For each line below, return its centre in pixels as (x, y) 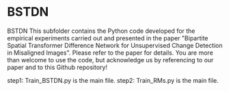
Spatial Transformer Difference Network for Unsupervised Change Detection (115, 45)
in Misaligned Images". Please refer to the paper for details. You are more (110, 53)
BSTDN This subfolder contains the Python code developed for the (101, 31)
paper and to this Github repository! (57, 67)
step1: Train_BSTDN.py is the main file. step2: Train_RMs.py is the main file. (113, 80)
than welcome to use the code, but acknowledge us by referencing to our (110, 60)
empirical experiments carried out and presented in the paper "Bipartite (108, 38)
